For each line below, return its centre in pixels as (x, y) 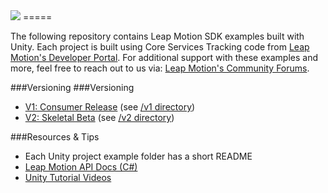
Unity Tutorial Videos (68, 177)
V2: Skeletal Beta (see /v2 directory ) (99, 117)
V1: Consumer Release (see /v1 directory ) (110, 107)
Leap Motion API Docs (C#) (81, 167)
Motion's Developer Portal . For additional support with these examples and (164, 57)
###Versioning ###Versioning (72, 87)
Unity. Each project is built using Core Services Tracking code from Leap (160, 47)
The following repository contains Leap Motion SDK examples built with (157, 36)
